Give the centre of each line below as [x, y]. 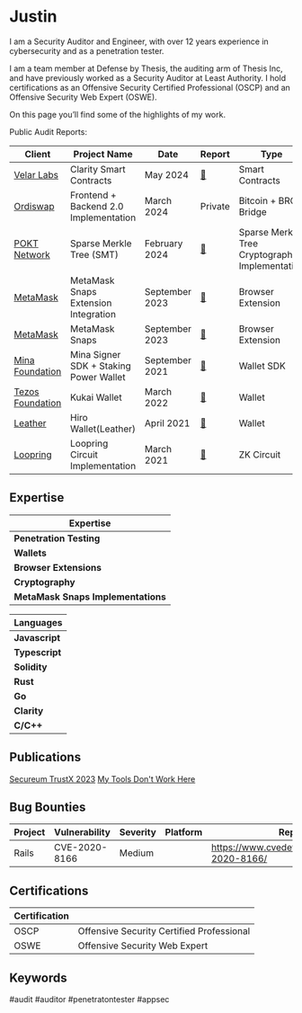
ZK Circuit [260, 454]
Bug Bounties [48, 807]
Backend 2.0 [97, 206]
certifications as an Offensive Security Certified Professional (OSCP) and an [150, 87]
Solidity [31, 667]
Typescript [38, 652]
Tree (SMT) [94, 254]
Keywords [38, 977]
